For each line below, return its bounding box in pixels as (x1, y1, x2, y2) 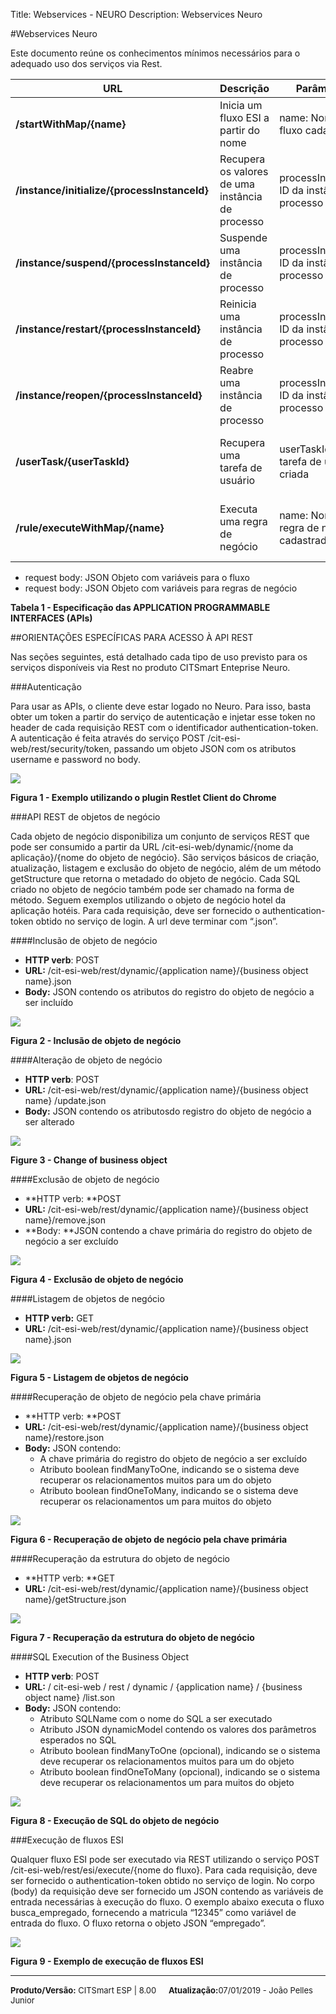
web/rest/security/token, (10, 743, 112, 754)
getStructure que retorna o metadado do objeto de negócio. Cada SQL (10, 873, 301, 884)
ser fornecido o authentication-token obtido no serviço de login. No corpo (10, 1875, 316, 1886)
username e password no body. (10, 754, 141, 765)
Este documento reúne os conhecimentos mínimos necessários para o (10, 47, 301, 59)
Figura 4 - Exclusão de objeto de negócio (10, 1274, 184, 1285)
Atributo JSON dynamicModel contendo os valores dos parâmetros (39, 1724, 317, 1735)
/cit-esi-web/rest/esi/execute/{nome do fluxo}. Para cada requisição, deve (10, 1864, 318, 1876)
